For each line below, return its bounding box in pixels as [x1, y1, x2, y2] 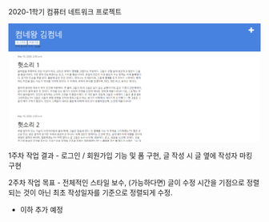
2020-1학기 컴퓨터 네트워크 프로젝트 [8, 7, 122, 16]
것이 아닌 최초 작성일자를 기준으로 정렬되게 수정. [22, 188, 173, 198]
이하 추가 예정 [19, 205, 63, 215]
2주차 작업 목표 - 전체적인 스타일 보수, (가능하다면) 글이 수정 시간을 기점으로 [8, 178, 245, 188]
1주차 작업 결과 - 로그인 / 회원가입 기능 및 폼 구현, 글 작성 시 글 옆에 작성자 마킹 [8, 151, 253, 160]
